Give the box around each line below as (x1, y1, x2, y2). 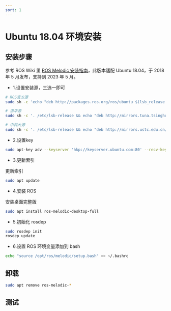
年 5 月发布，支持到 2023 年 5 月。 (5, 73, 78, 79)
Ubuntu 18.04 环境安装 (5, 31, 102, 42)
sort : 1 (5, 7, 22, 13)
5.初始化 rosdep (12, 218, 46, 224)
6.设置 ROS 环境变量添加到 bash (12, 243, 80, 249)
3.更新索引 (12, 157, 35, 163)
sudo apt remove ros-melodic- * (5, 282, 72, 288)
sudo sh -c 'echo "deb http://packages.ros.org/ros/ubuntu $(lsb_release (5, 99, 165, 104)
